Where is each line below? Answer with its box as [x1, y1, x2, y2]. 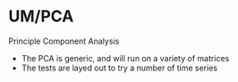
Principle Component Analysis [8, 36, 120, 46]
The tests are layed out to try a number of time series [21, 62, 218, 73]
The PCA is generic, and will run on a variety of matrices [21, 53, 230, 63]
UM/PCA [8, 6, 74, 27]
